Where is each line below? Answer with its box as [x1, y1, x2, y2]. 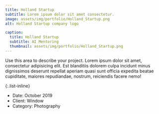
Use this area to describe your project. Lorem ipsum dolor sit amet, [5, 57, 143, 63]
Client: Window [12, 98, 44, 104]
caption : [5, 30, 23, 35]
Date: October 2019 [12, 92, 53, 98]
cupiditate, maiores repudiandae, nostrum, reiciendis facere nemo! [5, 73, 142, 79]
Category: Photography [12, 103, 61, 109]
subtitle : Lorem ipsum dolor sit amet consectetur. [5, 12, 114, 17]
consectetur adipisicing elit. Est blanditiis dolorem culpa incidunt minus [5, 62, 151, 68]
